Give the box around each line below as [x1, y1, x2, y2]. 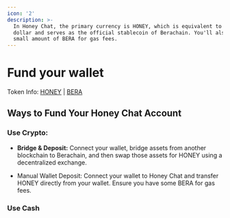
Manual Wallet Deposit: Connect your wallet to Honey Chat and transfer [16, 171, 219, 180]
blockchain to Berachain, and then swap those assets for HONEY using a [16, 151, 222, 159]
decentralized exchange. [16, 158, 88, 167]
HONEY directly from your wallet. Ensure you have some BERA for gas [16, 179, 216, 187]
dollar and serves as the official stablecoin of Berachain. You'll [13, 29, 213, 36]
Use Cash [7, 203, 40, 213]
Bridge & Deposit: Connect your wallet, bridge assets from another [16, 143, 207, 152]
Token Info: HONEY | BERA [7, 88, 83, 96]
